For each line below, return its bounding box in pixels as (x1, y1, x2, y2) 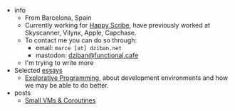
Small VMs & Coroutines (24, 96, 96, 105)
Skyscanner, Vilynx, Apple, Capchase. (24, 28, 137, 37)
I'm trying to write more (24, 59, 94, 66)
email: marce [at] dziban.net (35, 44, 122, 52)
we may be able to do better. (24, 81, 109, 89)
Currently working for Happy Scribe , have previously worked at (24, 21, 210, 29)
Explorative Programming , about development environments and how (24, 74, 229, 82)
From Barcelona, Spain (24, 13, 92, 22)
